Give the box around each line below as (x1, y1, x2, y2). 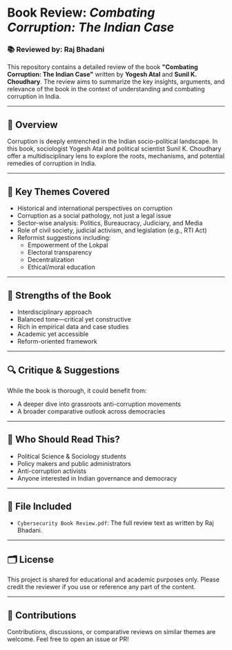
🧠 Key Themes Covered (7, 185, 110, 198)
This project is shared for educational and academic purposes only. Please (7, 575, 220, 584)
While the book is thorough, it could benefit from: (7, 386, 147, 395)
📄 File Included (7, 500, 72, 512)
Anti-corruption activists (17, 467, 87, 475)
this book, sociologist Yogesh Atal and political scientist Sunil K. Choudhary (7, 145, 222, 153)
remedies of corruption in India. (7, 159, 97, 167)
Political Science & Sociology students (17, 452, 126, 461)
